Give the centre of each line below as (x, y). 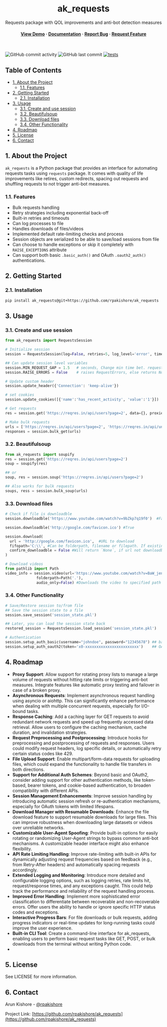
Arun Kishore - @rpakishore (34, 1004)
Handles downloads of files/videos (48, 229)
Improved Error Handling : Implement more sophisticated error (76, 896)
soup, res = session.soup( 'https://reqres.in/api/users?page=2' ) (74, 477)
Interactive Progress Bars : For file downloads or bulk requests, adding (85, 917)
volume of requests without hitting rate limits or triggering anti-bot (80, 679)
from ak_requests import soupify (40, 454)
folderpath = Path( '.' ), (60, 578)
